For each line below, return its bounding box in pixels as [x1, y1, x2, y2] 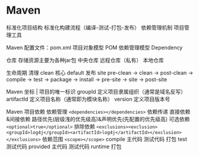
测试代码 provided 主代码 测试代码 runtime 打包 [6, 143, 122, 150]
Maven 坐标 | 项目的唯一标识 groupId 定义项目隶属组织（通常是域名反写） [6, 88, 186, 95]
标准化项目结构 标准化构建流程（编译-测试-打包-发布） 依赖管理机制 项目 [6, 24, 185, 31]
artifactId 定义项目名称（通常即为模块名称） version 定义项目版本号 [6, 95, 170, 103]
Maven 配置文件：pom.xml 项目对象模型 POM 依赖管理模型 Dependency [6, 44, 183, 51]
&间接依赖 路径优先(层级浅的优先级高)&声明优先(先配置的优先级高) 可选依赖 [6, 115, 190, 122]
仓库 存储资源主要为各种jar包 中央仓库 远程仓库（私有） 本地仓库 [6, 56, 165, 63]
